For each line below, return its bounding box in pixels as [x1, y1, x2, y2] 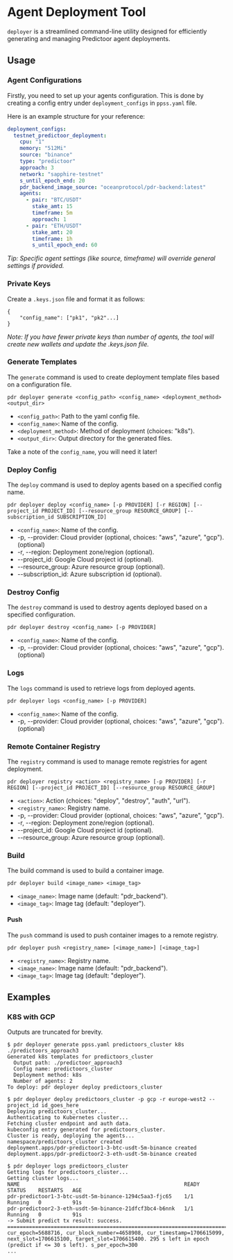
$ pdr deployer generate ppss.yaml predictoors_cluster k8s [7, 1041, 185, 1048]
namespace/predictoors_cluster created [7, 1139, 123, 1145]
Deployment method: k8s [13, 1072, 82, 1079]
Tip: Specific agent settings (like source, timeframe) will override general [7, 254, 216, 262]
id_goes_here [41, 1102, 79, 1109]
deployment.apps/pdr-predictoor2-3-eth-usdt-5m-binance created [7, 1150, 197, 1158]
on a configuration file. [7, 380, 72, 389]
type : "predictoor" [19, 158, 76, 165]
